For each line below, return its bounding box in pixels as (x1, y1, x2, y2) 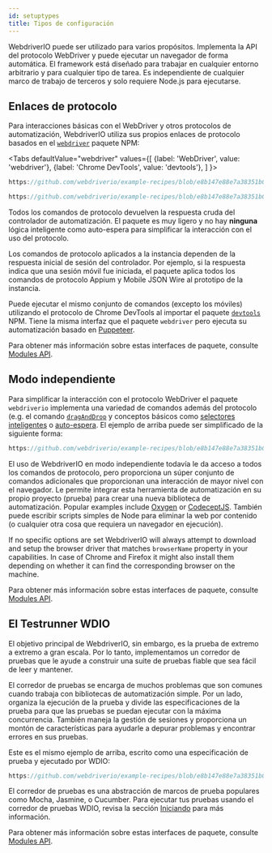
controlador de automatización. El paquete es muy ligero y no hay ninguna (8, 216, 257, 226)
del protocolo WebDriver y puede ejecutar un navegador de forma (8, 50, 229, 60)
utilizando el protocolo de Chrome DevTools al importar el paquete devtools (8, 308, 261, 318)
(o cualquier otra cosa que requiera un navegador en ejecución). (8, 519, 224, 529)
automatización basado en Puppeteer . (8, 325, 135, 335)
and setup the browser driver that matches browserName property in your (8, 544, 249, 553)
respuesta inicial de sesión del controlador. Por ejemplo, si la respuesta (8, 258, 246, 267)
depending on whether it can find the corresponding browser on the (8, 561, 236, 570)
